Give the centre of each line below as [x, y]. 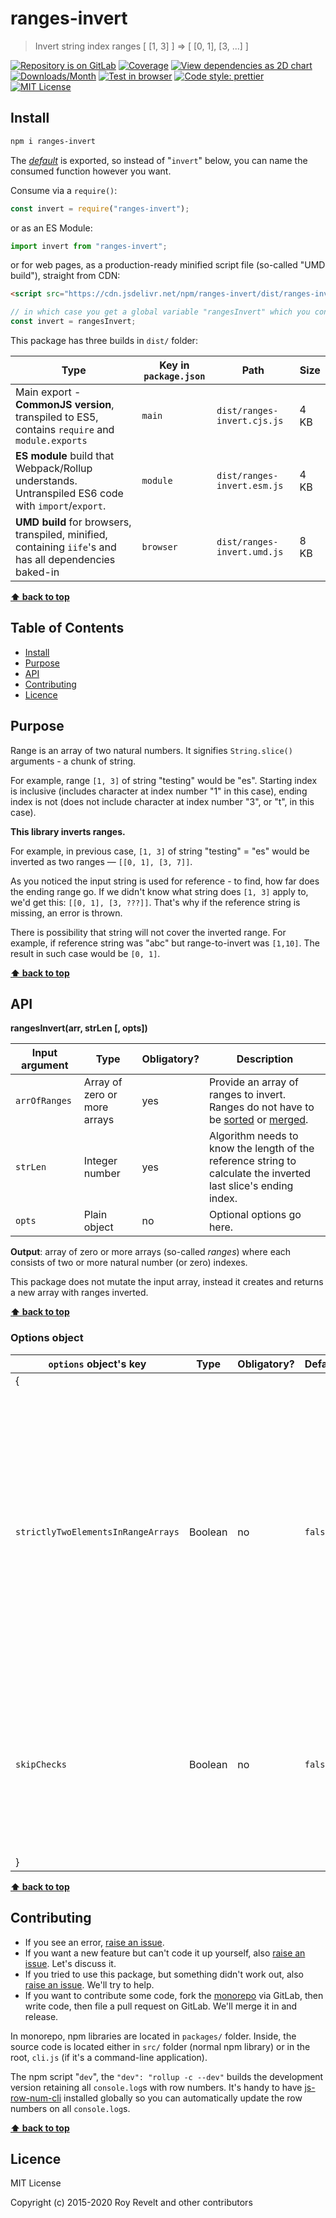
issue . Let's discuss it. [70, 1963]
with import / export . [61, 505]
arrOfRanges [44, 1101]
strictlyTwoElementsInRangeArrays [97, 1531]
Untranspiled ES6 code [69, 493]
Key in [174, 365]
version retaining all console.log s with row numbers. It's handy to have [156, 2087]
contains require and [65, 429]
